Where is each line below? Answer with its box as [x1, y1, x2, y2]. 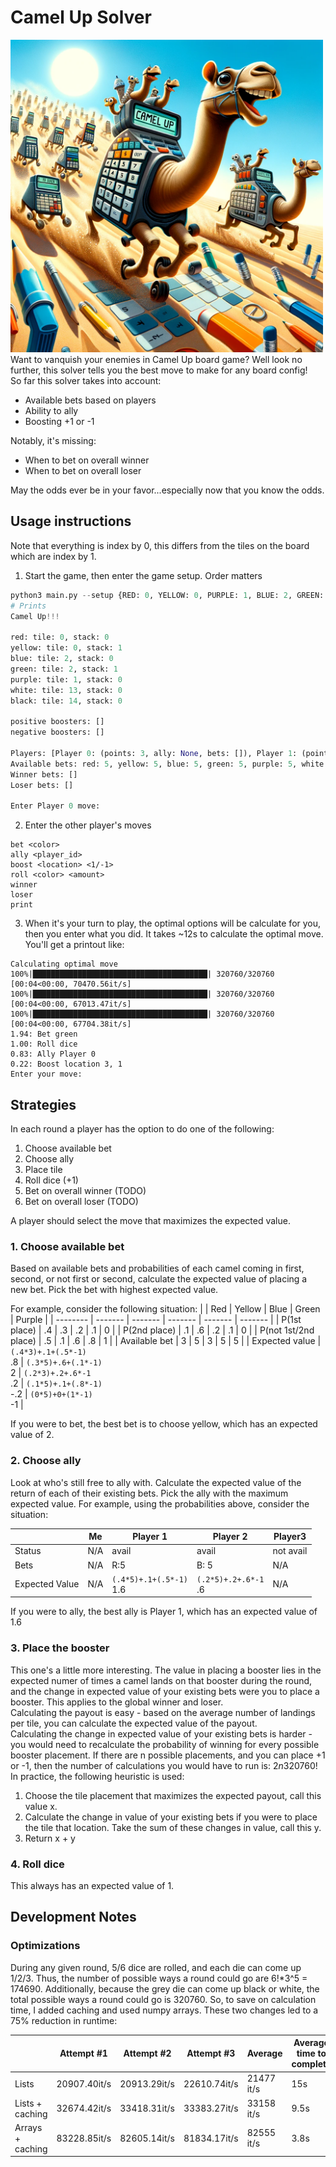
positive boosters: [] [10, 717, 105, 727]
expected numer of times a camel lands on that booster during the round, [10, 1674, 313, 1686]
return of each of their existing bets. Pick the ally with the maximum [10, 1487, 289, 1499]
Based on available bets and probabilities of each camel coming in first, [10, 1262, 305, 1275]
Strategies [10, 1096, 77, 1113]
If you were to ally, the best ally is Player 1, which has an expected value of [10, 1606, 318, 1618]
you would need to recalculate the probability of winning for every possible [10, 1738, 320, 1750]
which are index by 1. [10, 550, 97, 562]
